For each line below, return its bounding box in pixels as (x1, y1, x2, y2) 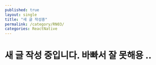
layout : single (5, 12, 37, 17)
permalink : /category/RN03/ (5, 21, 65, 27)
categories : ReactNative (5, 26, 58, 31)
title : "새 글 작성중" (5, 17, 48, 22)
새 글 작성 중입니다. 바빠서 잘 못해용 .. (5, 50, 152, 61)
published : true (5, 7, 39, 13)
